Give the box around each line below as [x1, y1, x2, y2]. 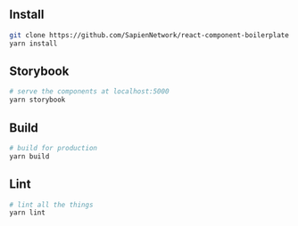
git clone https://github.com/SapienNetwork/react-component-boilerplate [9, 30, 290, 39]
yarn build [9, 151, 50, 161]
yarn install [9, 39, 58, 48]
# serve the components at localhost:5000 [9, 87, 170, 96]
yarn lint [9, 208, 46, 217]
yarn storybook [9, 95, 66, 105]
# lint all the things [9, 200, 94, 209]
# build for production [9, 143, 98, 152]
